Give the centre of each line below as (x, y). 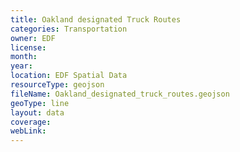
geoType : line (40, 103)
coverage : (31, 122)
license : (28, 47)
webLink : (28, 131)
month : (24, 57)
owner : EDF (33, 38)
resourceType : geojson (57, 85)
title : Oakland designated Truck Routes (96, 19)
